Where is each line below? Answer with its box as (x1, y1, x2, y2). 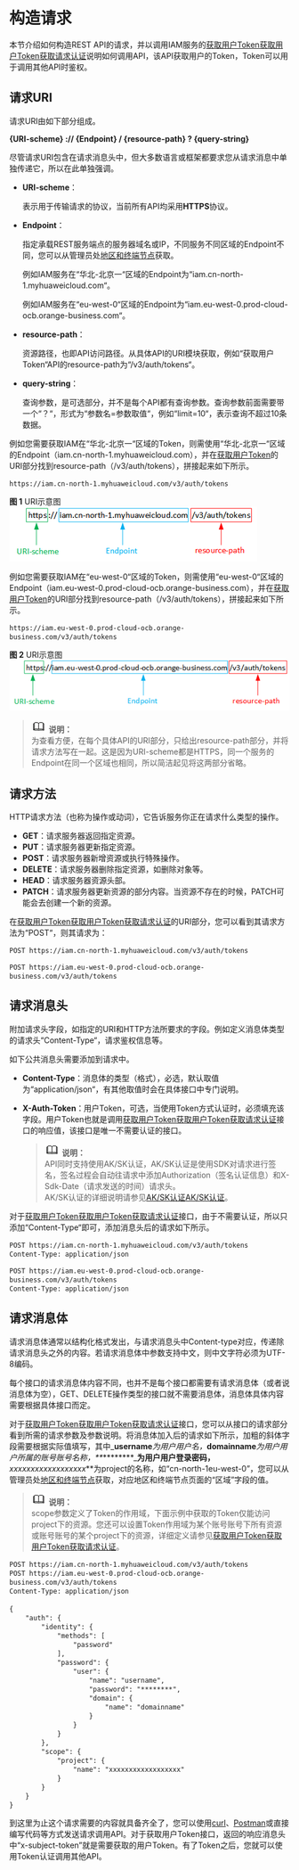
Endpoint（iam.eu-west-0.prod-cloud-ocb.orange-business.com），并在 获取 (9, 582, 289, 593)
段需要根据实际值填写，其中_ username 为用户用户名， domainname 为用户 (9, 1440, 280, 1451)
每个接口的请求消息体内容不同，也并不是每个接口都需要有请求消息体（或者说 (9, 1377, 290, 1388)
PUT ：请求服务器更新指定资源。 (21, 841, 141, 852)
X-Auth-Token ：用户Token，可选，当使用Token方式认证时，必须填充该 (21, 1103, 285, 1113)
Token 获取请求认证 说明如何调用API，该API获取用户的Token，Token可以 (16, 50, 281, 61)
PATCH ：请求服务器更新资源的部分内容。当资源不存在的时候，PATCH (21, 886, 278, 897)
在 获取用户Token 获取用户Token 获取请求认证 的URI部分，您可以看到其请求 (9, 916, 278, 927)
